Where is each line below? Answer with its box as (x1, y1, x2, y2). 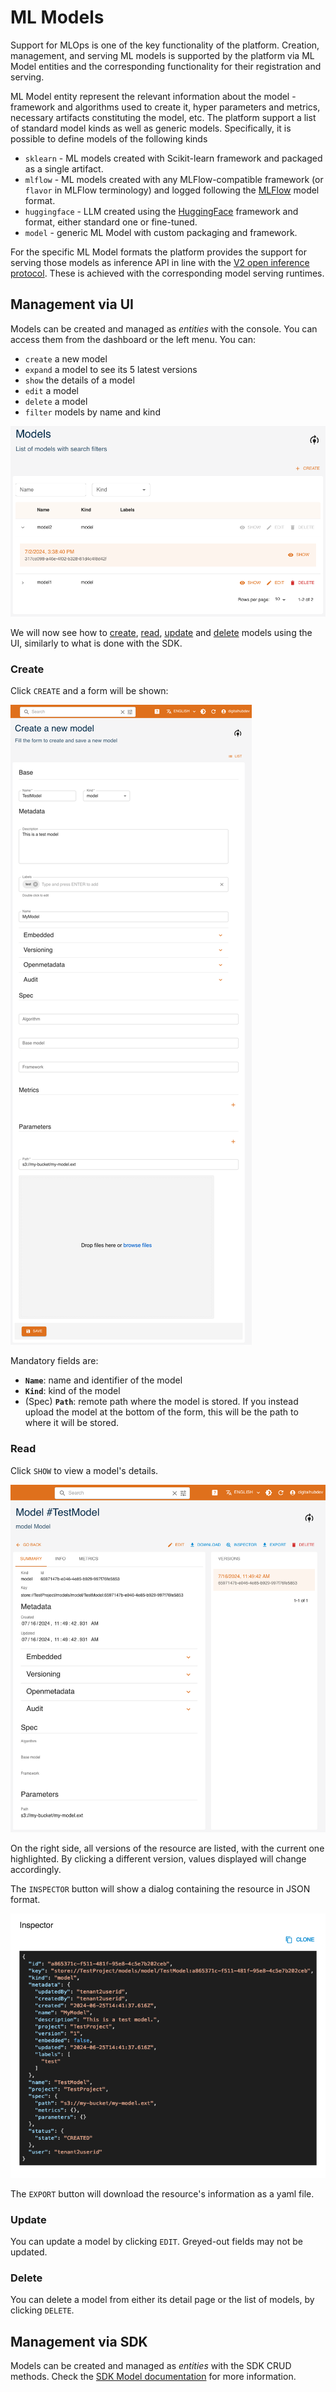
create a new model (24, 352, 108, 365)
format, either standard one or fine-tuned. (24, 216, 198, 228)
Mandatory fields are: (10, 1355, 99, 1367)
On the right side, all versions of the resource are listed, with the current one (10, 1842, 325, 1855)
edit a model (24, 384, 79, 396)
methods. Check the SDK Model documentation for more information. (10, 2371, 297, 2383)
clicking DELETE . (10, 2304, 75, 2316)
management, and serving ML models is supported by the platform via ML (10, 49, 315, 61)
